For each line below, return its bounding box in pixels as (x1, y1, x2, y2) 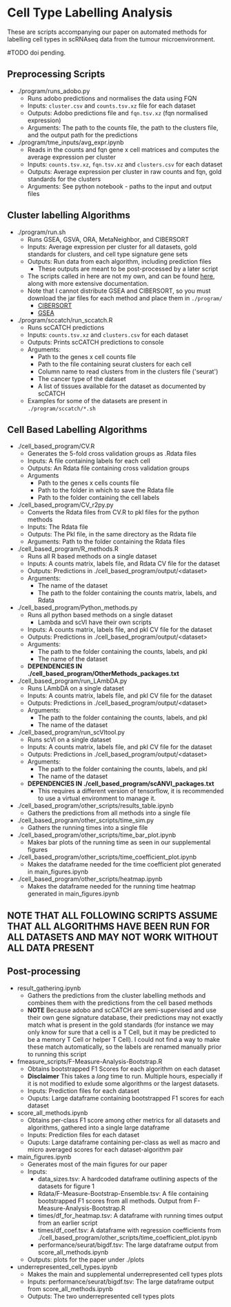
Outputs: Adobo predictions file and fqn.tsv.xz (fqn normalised (27, 108, 208, 117)
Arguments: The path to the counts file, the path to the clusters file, (27, 123, 219, 132)
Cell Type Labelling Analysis (7, 5, 173, 21)
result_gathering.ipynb (17, 984, 81, 992)
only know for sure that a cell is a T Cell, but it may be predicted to (27, 1027, 217, 1036)
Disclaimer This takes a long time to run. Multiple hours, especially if (27, 1072, 223, 1080)
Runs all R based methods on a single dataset (27, 552, 157, 561)
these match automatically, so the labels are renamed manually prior (27, 1043, 222, 1051)
